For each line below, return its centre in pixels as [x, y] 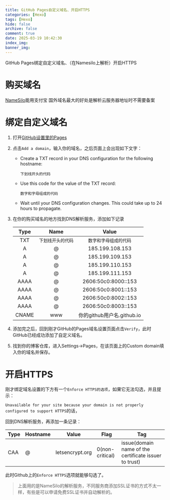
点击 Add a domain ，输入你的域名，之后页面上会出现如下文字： [77, 148]
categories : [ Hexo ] [26, 15]
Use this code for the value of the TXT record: [68, 183]
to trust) [131, 462]
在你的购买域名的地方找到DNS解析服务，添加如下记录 [68, 219]
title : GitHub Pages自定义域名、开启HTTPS [48, 10]
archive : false [21, 29]
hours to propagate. [41, 208]
